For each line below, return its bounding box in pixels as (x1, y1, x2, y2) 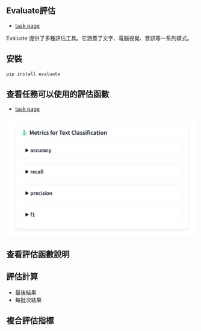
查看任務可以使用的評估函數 (6, 89, 110, 99)
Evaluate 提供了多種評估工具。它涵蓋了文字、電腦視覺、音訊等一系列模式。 (6, 34, 193, 42)
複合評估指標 (6, 315, 54, 326)
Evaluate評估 (6, 5, 56, 16)
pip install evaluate (6, 71, 61, 77)
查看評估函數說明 (6, 249, 70, 259)
